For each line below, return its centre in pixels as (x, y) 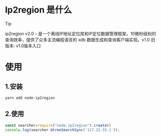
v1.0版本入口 (28, 46)
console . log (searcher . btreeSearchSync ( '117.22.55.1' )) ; (62, 130)
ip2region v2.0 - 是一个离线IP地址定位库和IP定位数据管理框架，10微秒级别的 (80, 33)
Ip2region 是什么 (39, 10)
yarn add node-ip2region (30, 98)
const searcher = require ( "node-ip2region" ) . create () (58, 125)
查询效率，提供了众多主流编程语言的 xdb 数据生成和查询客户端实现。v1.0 (77, 40)
